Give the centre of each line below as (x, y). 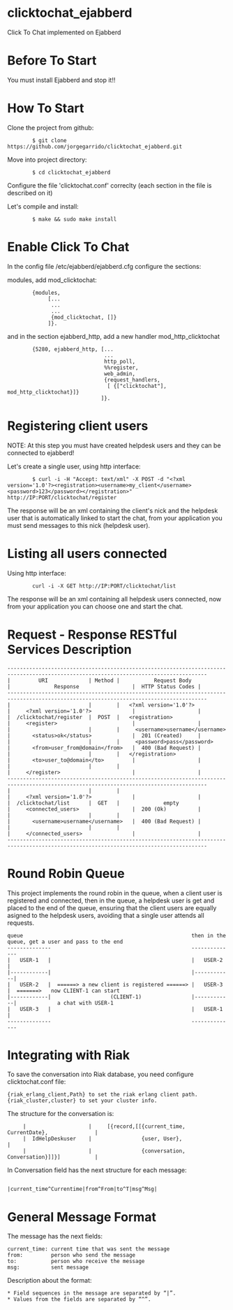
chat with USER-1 (88, 1003)
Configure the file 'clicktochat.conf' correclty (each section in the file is (110, 185)
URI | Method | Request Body (115, 681)
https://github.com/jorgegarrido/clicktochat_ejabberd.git (95, 146)
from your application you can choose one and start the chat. (95, 606)
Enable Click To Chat (68, 247)
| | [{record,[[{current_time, (104, 1127)
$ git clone (50, 140)
